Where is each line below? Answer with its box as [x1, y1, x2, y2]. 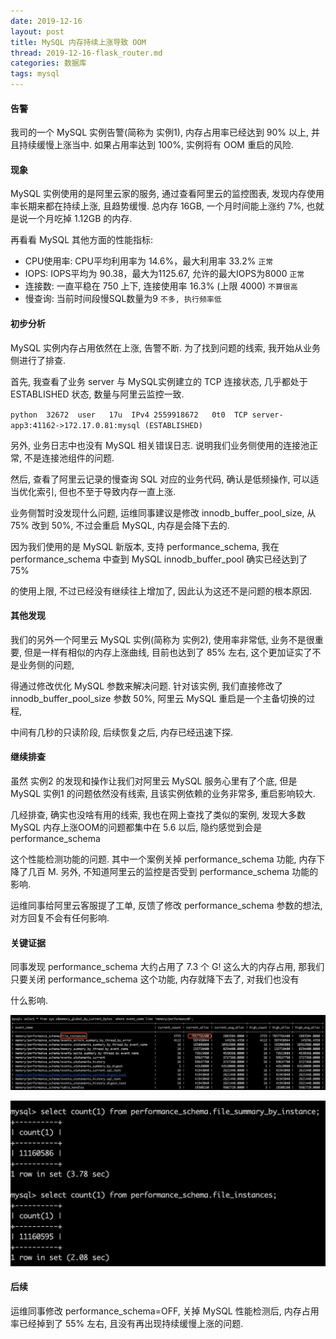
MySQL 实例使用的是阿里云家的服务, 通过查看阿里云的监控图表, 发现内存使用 [10, 188, 325, 200]
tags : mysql [10, 69, 60, 79]
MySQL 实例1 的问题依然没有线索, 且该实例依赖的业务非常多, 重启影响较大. [10, 788, 316, 800]
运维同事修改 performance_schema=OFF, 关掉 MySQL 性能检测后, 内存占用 [10, 1305, 320, 1317]
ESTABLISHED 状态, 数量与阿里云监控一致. [10, 388, 185, 400]
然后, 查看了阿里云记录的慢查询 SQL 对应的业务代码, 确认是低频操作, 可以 [10, 473, 311, 485]
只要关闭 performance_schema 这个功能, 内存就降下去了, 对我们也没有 [10, 973, 300, 985]
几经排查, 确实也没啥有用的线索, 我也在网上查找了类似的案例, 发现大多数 [10, 809, 306, 821]
